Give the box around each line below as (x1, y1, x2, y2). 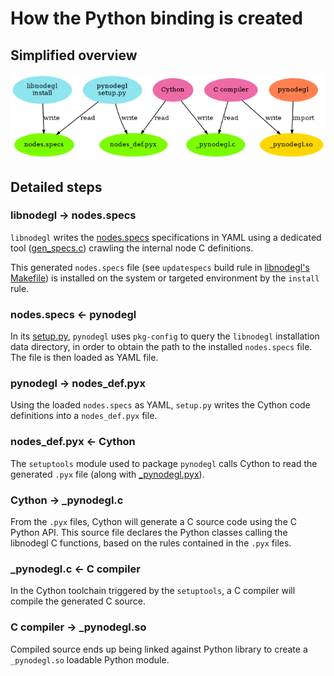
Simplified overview (10, 47, 138, 64)
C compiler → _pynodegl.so (10, 620, 147, 634)
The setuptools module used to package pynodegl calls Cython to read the (10, 457, 318, 469)
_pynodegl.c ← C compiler (10, 562, 141, 576)
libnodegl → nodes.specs (10, 208, 137, 222)
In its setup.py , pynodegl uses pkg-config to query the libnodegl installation (10, 330, 320, 342)
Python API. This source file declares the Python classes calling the (10, 527, 288, 538)
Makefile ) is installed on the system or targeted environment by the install (10, 272, 320, 284)
